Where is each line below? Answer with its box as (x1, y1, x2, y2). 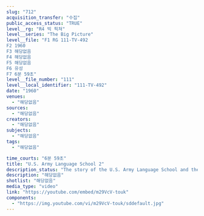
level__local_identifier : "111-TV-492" (6, 83, 107, 89)
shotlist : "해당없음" (6, 178, 56, 184)
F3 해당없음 (6, 49, 32, 55)
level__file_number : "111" (6, 76, 75, 83)
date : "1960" (6, 88, 39, 94)
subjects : (6, 127, 32, 133)
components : (6, 195, 36, 201)
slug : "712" (6, 8, 36, 15)
